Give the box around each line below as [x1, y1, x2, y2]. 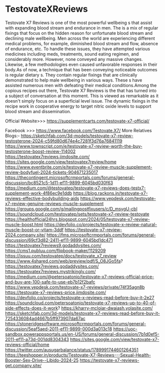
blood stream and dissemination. [5, 108, 71, 114]
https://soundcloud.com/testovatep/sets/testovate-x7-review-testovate [5, 211, 150, 217]
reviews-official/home [5, 342, 50, 347]
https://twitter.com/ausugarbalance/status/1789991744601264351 [5, 346, 138, 352]
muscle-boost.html [5, 221, 43, 227]
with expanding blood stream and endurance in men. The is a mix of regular [5, 25, 159, 30]
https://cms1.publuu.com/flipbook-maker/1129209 [5, 247, 106, 254]
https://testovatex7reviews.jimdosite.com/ [5, 153, 90, 159]
